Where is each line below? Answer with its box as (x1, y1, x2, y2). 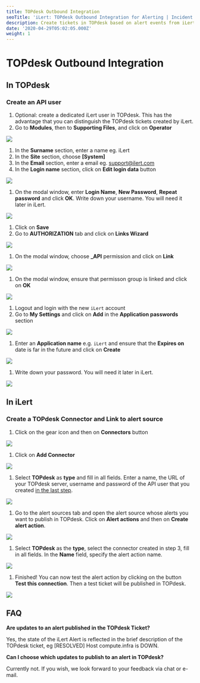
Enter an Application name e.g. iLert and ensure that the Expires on (14, 340, 185, 347)
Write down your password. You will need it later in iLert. (14, 369, 154, 375)
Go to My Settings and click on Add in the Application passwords (14, 311, 179, 318)
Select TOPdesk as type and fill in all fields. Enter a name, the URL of (14, 474, 185, 481)
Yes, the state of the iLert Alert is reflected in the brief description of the (6, 635, 183, 643)
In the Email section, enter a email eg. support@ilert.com (14, 159, 155, 167)
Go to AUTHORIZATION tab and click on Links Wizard (14, 230, 149, 237)
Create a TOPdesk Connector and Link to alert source (6, 415, 164, 423)
